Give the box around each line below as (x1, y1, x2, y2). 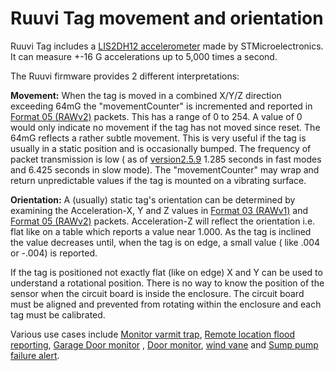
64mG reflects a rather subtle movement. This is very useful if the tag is (10, 132, 307, 144)
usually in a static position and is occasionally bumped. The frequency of (10, 142, 312, 154)
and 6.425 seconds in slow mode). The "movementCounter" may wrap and (10, 163, 320, 176)
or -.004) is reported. (10, 247, 98, 259)
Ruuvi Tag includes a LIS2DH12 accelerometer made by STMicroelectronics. (10, 40, 324, 52)
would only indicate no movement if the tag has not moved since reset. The (10, 121, 321, 133)
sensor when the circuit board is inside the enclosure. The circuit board (10, 287, 305, 299)
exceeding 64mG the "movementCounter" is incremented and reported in (10, 100, 313, 112)
